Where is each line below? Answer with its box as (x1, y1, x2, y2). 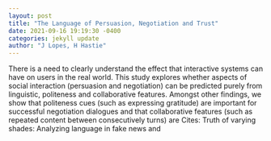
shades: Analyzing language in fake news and (8, 124, 162, 134)
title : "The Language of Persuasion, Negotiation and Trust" (8, 19, 219, 27)
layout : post (8, 11, 53, 20)
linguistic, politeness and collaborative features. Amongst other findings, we (8, 89, 262, 99)
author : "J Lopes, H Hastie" (8, 42, 107, 50)
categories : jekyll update (8, 34, 100, 43)
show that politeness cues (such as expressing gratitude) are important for (8, 98, 257, 108)
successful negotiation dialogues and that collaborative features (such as (8, 106, 253, 117)
